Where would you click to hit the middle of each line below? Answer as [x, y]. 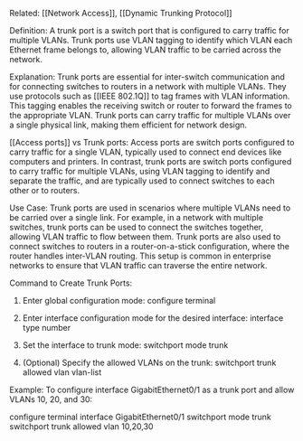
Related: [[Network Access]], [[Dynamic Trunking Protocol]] [121, 13]
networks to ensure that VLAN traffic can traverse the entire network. [138, 265]
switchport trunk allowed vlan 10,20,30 [81, 427]
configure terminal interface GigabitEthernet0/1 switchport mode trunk [140, 417]
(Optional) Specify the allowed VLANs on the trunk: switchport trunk [149, 362]
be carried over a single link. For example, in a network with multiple [137, 217]
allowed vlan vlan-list [62, 372]
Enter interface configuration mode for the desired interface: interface [153, 318]
